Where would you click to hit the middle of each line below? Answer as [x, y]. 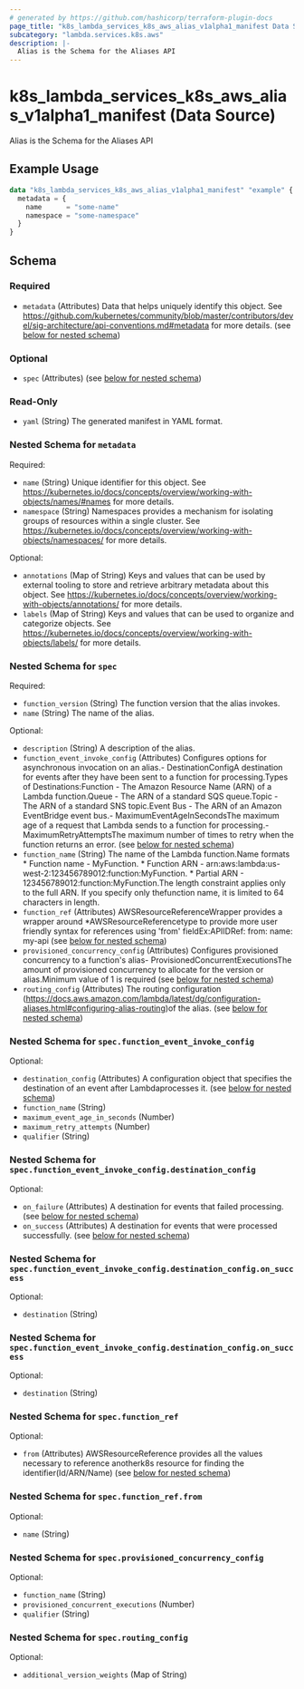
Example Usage [54, 169]
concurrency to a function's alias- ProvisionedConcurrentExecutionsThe [157, 960]
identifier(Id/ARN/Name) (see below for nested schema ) [127, 1473]
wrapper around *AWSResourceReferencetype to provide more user [150, 922]
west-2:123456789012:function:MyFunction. [105, 873]
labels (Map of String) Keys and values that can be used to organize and [158, 614]
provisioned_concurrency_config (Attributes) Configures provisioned [150, 950]
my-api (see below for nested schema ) [95, 941]
